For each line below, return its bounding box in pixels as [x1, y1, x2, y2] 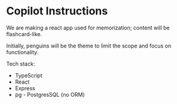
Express [14, 84, 36, 91]
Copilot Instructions [6, 4, 108, 18]
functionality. [6, 48, 39, 55]
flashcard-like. [6, 30, 42, 37]
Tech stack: [6, 60, 35, 67]
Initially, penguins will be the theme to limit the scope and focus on [6, 42, 172, 49]
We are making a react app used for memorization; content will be [6, 24, 170, 31]
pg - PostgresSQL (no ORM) [14, 91, 85, 98]
